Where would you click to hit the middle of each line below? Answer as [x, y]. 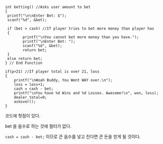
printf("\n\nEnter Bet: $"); [37, 16]
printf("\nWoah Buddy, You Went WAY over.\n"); [63, 80]
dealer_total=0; [31, 97]
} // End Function [24, 63]
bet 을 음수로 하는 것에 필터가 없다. [38, 126]
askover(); [25, 102]
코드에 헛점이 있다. [23, 116]
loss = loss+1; [29, 85]
